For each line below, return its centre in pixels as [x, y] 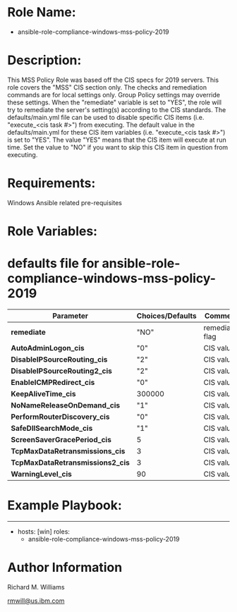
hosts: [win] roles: [44, 531]
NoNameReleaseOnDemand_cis [66, 405]
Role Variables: [52, 231]
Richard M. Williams [36, 587]
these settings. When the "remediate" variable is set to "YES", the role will [115, 102]
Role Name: [42, 12]
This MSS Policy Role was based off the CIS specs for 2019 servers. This [113, 80]
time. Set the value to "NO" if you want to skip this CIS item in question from [118, 147]
